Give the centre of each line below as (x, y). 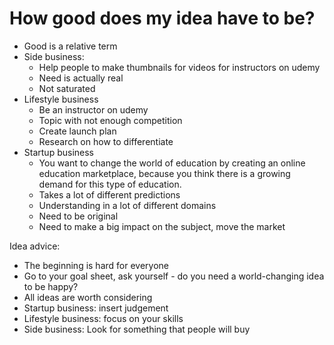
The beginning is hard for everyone (96, 265)
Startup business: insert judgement (96, 308)
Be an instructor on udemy (93, 109)
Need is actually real (81, 78)
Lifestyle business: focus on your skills (103, 318)
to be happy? (51, 286)
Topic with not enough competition (110, 120)
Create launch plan (77, 131)
